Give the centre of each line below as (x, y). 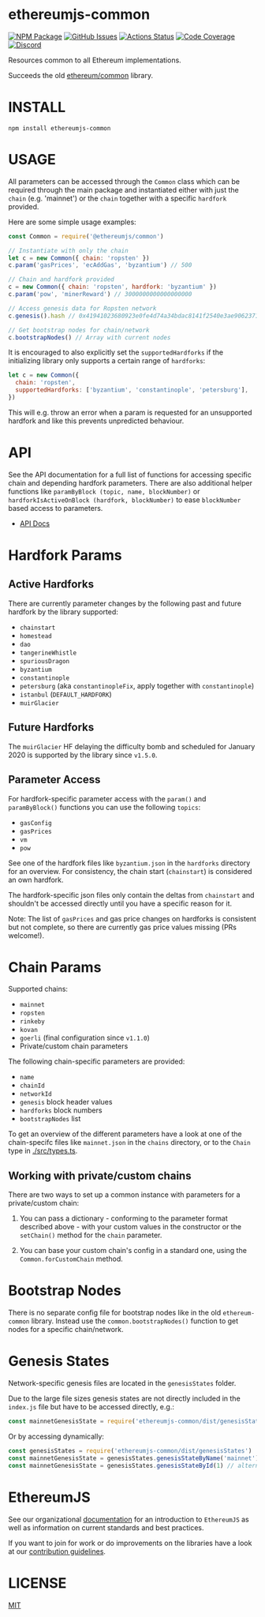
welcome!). (26, 935)
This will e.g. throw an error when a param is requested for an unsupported (130, 412)
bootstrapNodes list (50, 1119)
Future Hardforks (51, 728)
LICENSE (37, 1583)
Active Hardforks (51, 585)
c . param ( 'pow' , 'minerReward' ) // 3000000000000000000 (100, 295)
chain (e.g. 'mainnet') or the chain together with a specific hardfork (118, 198)
